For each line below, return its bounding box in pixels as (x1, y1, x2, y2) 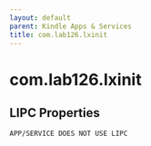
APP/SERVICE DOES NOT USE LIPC (9, 129, 128, 139)
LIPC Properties (9, 105, 100, 121)
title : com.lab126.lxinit (9, 30, 107, 39)
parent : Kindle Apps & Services (9, 22, 132, 31)
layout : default (9, 13, 71, 23)
